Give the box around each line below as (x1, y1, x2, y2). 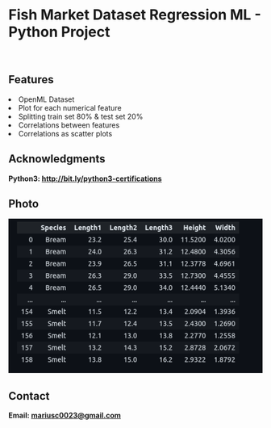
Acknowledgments (8, 152, 106, 166)
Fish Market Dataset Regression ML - (8, 6, 262, 24)
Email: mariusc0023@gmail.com (8, 410, 121, 421)
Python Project (8, 23, 110, 41)
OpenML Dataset (19, 94, 75, 104)
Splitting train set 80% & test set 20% (19, 111, 144, 121)
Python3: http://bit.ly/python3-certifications (8, 174, 163, 183)
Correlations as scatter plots (19, 128, 113, 138)
